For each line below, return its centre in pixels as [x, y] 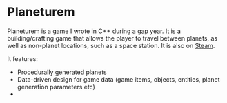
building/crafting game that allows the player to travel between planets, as [112, 38]
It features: [22, 58]
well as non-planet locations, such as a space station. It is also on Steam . [111, 45]
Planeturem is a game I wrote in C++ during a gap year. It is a [94, 31]
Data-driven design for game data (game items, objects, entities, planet [118, 79]
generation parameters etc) [56, 87]
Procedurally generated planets [62, 72]
